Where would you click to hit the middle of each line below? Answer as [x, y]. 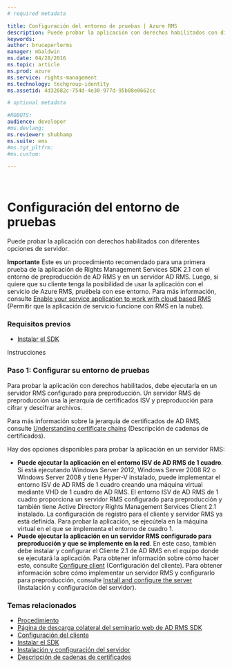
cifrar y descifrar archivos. [45, 407]
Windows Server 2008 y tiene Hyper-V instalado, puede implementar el [119, 477]
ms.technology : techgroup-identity [58, 84]
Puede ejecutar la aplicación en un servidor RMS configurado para [114, 536]
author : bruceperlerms [40, 46]
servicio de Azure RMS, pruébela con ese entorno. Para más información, [112, 292]
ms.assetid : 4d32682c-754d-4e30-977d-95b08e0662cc [81, 91]
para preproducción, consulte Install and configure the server [105, 580]
